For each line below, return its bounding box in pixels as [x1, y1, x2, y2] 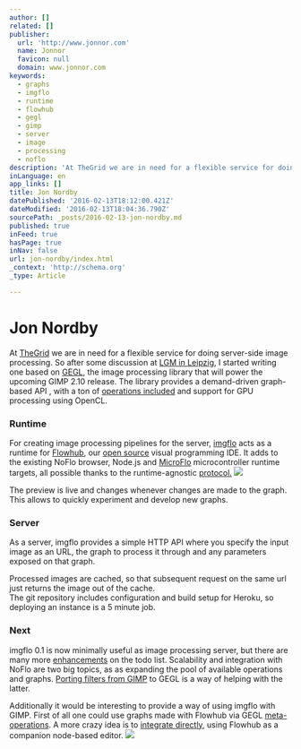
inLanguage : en [9, 171, 66, 180]
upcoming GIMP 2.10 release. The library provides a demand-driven [9, 375, 260, 386]
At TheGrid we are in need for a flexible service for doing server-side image [9, 347, 288, 358]
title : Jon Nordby [9, 188, 78, 197]
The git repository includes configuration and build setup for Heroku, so [9, 592, 274, 603]
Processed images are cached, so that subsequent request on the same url [9, 573, 287, 584]
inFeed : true [9, 229, 58, 238]
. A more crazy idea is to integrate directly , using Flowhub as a [48, 719, 279, 730]
